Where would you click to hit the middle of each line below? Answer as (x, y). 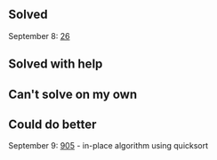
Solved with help (56, 64)
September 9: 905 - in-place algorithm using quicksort (108, 146)
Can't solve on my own (73, 94)
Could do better (52, 124)
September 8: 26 (39, 36)
